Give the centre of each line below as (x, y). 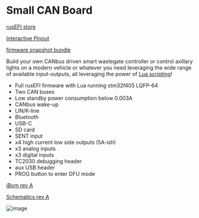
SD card (25, 129)
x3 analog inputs (35, 149)
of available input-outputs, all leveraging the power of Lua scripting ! (89, 74)
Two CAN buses (35, 91)
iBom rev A (20, 185)
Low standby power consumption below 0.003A (74, 98)
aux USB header (35, 168)
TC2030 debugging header (48, 161)
